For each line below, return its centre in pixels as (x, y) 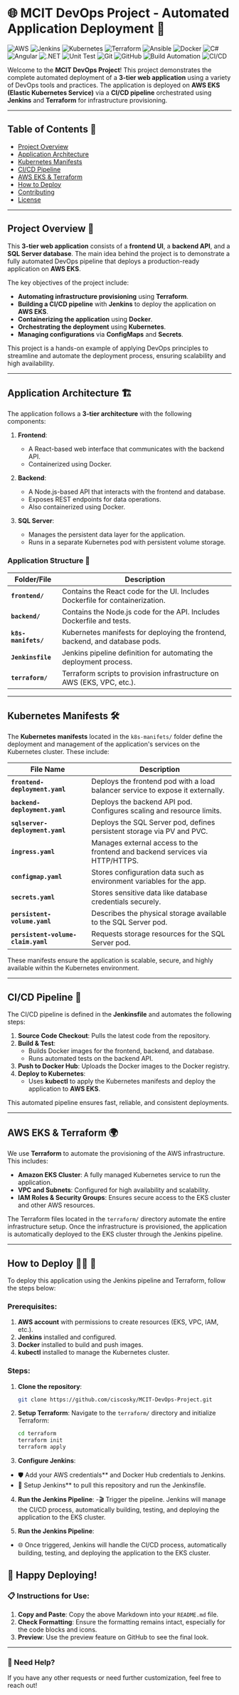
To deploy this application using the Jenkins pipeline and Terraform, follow (117, 1280)
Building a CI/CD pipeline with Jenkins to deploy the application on (117, 304)
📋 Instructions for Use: (49, 1596)
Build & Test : (36, 1044)
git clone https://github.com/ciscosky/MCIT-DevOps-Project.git (115, 1400)
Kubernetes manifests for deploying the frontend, (144, 632)
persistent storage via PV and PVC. (150, 831)
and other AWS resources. (56, 1205)
